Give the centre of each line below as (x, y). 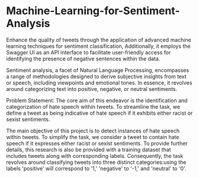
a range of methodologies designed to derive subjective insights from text (96, 76)
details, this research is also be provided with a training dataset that (89, 150)
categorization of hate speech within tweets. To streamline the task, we (93, 106)
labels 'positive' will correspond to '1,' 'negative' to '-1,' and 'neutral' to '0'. (96, 168)
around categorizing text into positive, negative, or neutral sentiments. (92, 89)
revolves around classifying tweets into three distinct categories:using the (96, 162)
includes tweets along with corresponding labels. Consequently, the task (95, 156)
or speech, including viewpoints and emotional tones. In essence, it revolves (99, 82)
